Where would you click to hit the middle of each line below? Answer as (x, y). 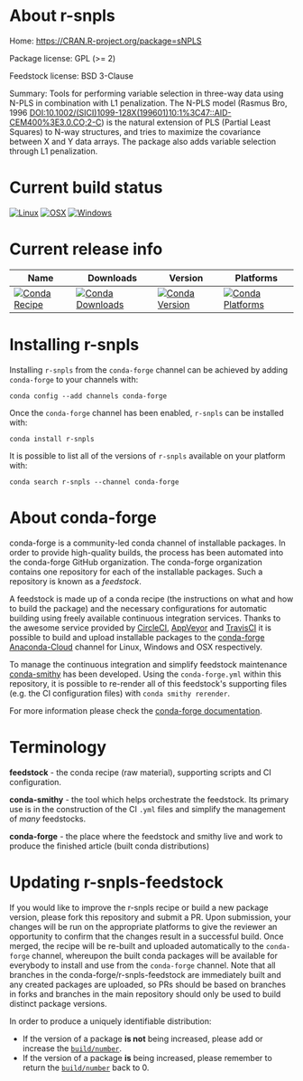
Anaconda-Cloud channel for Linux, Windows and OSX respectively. (136, 647)
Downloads (112, 278)
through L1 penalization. (54, 151)
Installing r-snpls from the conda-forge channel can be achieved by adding (149, 370)
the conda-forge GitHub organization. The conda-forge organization (136, 562)
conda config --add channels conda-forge (88, 396)
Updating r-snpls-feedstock (116, 882)
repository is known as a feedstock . (76, 581)
